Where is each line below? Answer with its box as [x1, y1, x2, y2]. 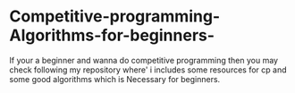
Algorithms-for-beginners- [9, 25, 215, 46]
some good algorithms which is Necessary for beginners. [9, 73, 221, 84]
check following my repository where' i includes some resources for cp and [9, 64, 288, 75]
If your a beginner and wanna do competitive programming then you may [9, 55, 279, 65]
